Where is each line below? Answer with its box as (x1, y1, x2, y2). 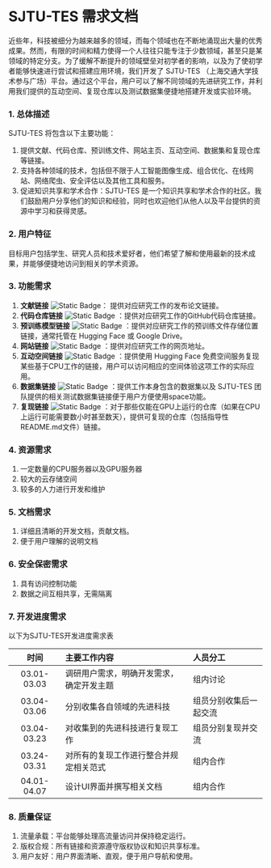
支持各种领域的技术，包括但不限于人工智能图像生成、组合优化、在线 (19, 166, 247, 176)
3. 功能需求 (8, 281, 52, 292)
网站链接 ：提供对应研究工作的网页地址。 (19, 341, 210, 350)
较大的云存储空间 (19, 474, 77, 484)
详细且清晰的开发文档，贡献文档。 (19, 527, 134, 536)
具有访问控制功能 (19, 578, 77, 588)
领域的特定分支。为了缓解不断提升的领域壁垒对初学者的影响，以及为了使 (8, 56, 248, 66)
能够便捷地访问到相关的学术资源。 (29, 258, 143, 268)
